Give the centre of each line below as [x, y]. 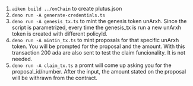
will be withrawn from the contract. [55, 78]
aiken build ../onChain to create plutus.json [67, 9]
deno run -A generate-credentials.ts [58, 15]
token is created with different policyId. [60, 34]
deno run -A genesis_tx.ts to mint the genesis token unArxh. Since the [99, 21]
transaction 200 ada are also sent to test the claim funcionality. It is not [99, 52]
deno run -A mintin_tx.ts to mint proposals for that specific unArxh [95, 40]
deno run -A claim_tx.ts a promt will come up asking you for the [91, 65]
